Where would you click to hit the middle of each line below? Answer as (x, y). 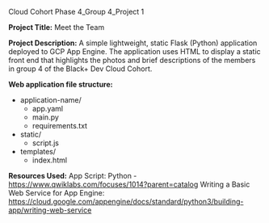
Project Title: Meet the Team (57, 27)
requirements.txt (59, 126)
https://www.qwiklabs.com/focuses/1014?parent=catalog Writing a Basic (129, 184)
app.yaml (47, 109)
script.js (45, 143)
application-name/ (51, 100)
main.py (45, 117)
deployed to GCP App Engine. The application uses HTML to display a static (134, 51)
